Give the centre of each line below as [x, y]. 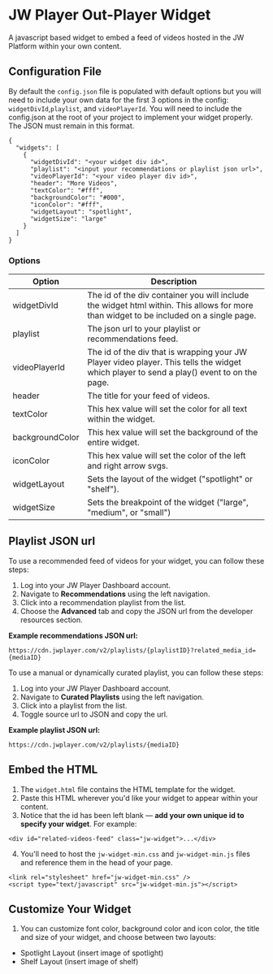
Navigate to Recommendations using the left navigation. [115, 594]
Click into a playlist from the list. [74, 705]
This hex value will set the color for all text [167, 409]
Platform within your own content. [65, 45]
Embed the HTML [53, 770]
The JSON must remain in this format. [71, 126]
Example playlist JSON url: [54, 729]
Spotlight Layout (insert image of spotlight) [92, 953]
